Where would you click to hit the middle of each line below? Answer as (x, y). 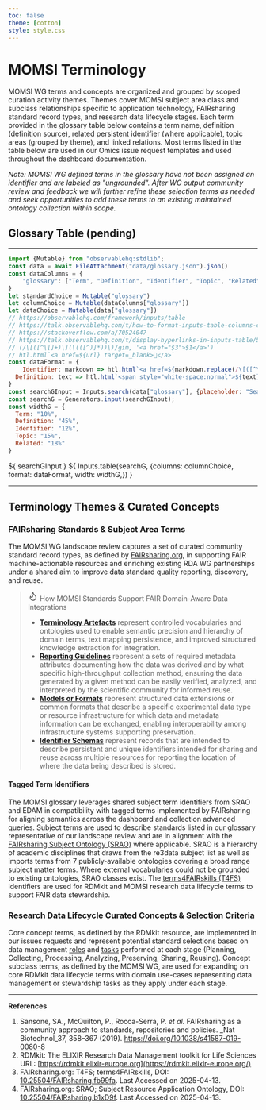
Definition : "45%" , (47, 422)
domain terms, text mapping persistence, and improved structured (147, 639)
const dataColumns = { (46, 274)
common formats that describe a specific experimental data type (145, 707)
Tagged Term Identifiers (49, 784)
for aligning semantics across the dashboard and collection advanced (122, 819)
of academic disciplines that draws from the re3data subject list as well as (129, 852)
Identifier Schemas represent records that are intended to (135, 741)
